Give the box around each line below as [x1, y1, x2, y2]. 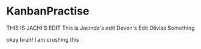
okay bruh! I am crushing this [6, 36, 79, 43]
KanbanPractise [6, 4, 90, 18]
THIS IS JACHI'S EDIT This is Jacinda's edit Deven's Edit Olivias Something [6, 24, 195, 31]
